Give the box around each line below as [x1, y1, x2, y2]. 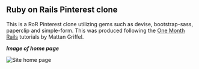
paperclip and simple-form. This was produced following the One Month [6, 27, 185, 34]
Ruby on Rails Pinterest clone [6, 5, 118, 15]
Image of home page [6, 45, 60, 52]
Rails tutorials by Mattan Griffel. [6, 33, 84, 40]
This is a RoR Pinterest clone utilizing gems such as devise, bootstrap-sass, [6, 20, 194, 27]
